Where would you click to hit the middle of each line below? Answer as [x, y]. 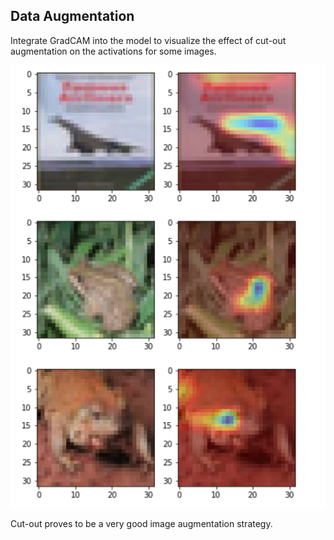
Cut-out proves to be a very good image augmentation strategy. [141, 523]
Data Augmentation [72, 16]
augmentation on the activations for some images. [113, 51]
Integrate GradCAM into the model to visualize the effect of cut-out [148, 40]
